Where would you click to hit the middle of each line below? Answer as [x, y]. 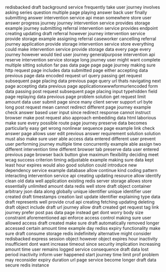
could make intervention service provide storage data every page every [78, 49]
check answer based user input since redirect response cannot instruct [78, 112]
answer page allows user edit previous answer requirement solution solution [83, 134]
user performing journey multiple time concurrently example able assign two [83, 144]
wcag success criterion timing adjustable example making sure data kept [80, 160]
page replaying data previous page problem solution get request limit [76, 97]
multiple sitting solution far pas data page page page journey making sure [81, 65]
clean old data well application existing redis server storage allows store [79, 181]
